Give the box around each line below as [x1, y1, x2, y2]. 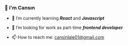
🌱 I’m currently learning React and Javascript [11, 15, 105, 21]
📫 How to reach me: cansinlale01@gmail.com [11, 34, 105, 40]
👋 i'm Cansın [4, 4, 35, 11]
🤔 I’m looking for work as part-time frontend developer [11, 25, 123, 30]
